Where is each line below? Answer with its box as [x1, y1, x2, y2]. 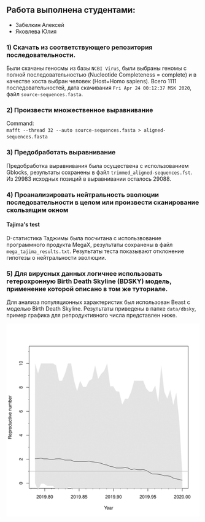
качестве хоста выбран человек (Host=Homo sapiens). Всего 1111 [6, 78, 177, 85]
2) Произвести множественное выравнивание [6, 106, 153, 115]
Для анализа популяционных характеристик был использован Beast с [6, 298, 190, 306]
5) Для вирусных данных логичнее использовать [6, 269, 163, 278]
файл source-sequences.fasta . [6, 91, 83, 98]
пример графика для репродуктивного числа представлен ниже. [6, 312, 177, 319]
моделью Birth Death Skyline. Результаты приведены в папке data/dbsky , [6, 305, 196, 312]
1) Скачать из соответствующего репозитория [6, 43, 153, 51]
